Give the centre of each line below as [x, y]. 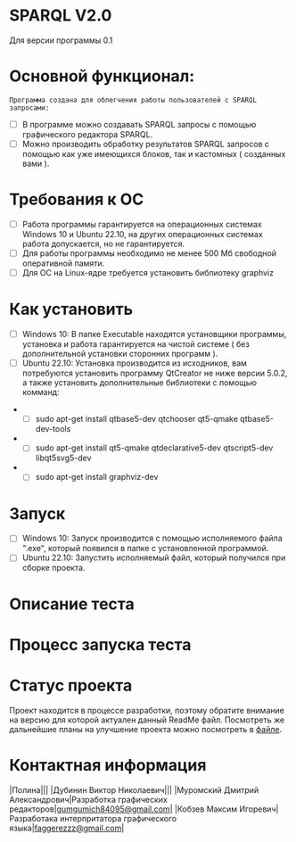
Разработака [33, 818]
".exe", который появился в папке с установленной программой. [145, 549]
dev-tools [53, 429]
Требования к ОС [77, 199]
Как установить [71, 310]
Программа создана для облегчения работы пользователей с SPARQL [133, 100]
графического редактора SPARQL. [87, 134]
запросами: [29, 108]
